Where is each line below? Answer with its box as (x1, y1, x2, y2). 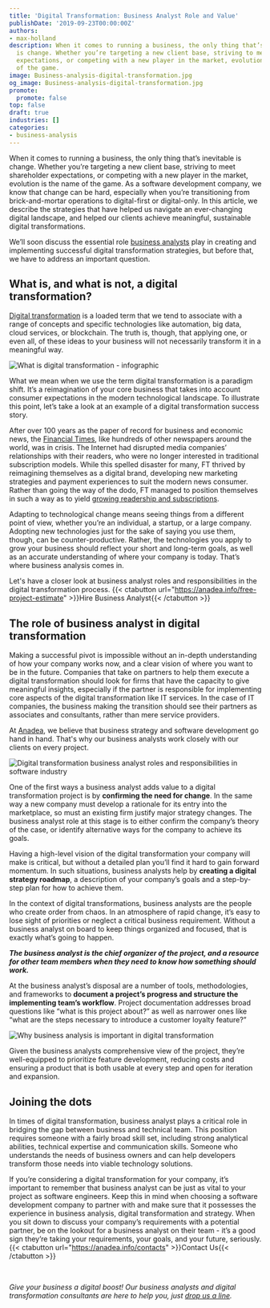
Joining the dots (9, 1095, 92, 1108)
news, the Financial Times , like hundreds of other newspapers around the (9, 434, 252, 444)
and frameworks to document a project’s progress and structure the (9, 989, 239, 999)
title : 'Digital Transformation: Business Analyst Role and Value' (9, 11, 240, 20)
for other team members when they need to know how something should (9, 957, 256, 967)
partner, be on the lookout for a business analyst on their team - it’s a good (9, 1225, 256, 1236)
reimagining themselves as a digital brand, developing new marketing (9, 469, 239, 478)
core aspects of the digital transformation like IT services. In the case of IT (9, 693, 255, 703)
